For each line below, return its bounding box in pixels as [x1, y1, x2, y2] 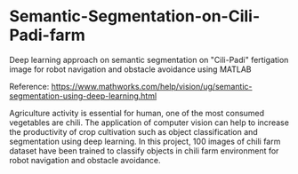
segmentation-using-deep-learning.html [9, 91, 157, 101]
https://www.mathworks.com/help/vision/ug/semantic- [51, 81, 253, 91]
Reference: [9, 81, 50, 91]
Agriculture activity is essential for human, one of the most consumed [9, 107, 265, 118]
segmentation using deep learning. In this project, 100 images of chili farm [9, 136, 281, 146]
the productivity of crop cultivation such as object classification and [9, 126, 258, 137]
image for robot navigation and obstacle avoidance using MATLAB [9, 64, 252, 75]
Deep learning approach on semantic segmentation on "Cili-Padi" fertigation [9, 54, 289, 65]
